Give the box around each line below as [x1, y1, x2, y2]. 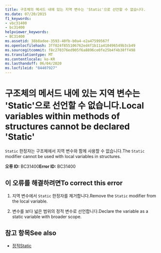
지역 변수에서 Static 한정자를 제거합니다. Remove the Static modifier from [12, 192, 157, 199]
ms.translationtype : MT [5, 52, 53, 57]
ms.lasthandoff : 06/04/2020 [5, 61, 62, 66]
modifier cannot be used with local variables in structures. [5, 153, 121, 159]
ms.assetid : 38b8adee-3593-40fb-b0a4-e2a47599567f [5, 39, 110, 44]
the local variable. [12, 198, 48, 204]
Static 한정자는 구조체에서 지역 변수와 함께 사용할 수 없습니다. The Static [5, 148, 145, 154]
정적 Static [12, 243, 32, 249]
